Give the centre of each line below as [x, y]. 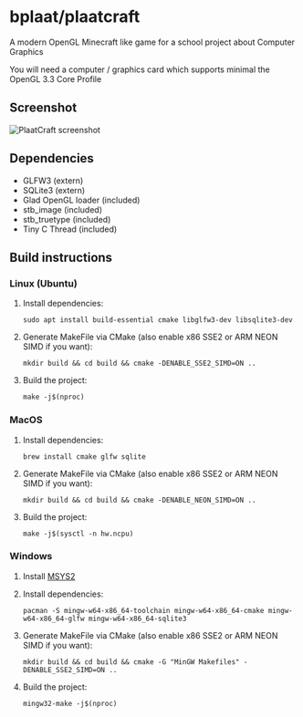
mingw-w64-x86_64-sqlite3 [137, 618]
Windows [31, 556]
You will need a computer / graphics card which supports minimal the [140, 69]
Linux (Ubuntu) [43, 283]
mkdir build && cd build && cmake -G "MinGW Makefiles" [131, 662]
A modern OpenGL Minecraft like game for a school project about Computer [152, 42]
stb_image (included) [63, 209]
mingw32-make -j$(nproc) [70, 703]
